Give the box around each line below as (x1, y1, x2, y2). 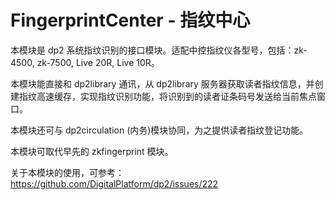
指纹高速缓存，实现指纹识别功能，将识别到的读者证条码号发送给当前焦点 (18, 90, 317, 102)
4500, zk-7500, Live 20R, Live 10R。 (10, 56, 160, 68)
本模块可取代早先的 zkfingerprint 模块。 (10, 145, 174, 157)
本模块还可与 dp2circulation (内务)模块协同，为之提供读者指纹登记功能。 (10, 124, 309, 136)
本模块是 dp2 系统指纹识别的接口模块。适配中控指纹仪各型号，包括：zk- (10, 44, 308, 56)
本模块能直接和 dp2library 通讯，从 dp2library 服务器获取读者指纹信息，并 (10, 77, 315, 90)
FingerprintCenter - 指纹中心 (10, 9, 251, 32)
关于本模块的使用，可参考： (10, 166, 125, 178)
